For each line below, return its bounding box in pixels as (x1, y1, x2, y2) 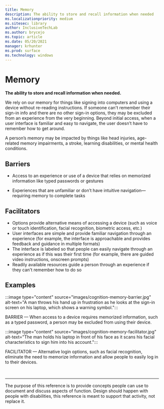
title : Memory (5, 7, 34, 12)
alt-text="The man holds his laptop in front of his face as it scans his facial (5, 334, 155, 340)
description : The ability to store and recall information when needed (5, 12, 154, 17)
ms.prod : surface (5, 48, 41, 53)
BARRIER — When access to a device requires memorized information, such (5, 314, 158, 320)
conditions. (5, 146, 28, 152)
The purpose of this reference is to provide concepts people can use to (5, 383, 149, 388)
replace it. (5, 398, 25, 404)
